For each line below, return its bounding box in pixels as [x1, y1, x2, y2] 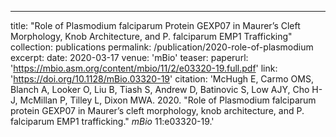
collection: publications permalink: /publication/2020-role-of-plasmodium [10, 41, 314, 53]
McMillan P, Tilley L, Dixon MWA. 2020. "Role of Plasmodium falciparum [19, 94, 317, 106]
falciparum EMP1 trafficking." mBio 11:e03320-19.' [10, 116, 215, 127]
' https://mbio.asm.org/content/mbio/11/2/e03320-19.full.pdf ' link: [10, 62, 278, 74]
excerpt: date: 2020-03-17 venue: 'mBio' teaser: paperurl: [10, 52, 249, 63]
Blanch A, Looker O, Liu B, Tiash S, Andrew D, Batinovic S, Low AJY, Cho [10, 84, 310, 95]
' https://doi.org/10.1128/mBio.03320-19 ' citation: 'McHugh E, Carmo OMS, [10, 73, 314, 85]
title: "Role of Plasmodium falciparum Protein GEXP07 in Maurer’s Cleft [10, 20, 301, 31]
